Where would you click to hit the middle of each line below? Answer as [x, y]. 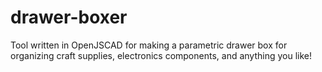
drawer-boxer [69, 17]
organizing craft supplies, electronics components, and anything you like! [161, 55]
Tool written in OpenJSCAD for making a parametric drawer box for [149, 45]
